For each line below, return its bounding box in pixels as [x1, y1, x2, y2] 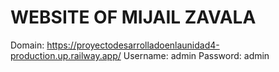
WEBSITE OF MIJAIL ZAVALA [10, 6, 257, 29]
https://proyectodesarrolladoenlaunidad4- [46, 39, 220, 51]
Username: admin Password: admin [123, 49, 270, 61]
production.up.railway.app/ [10, 49, 122, 61]
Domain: [10, 39, 45, 51]
